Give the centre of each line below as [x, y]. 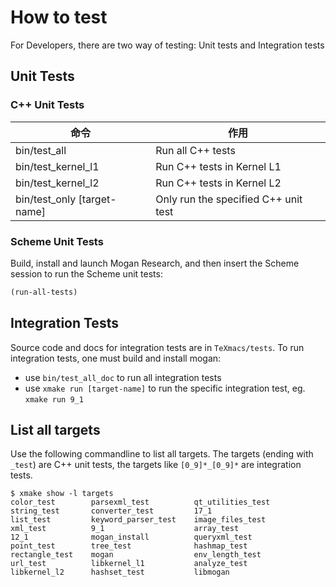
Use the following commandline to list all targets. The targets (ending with [162, 454]
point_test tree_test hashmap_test [129, 546]
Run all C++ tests [195, 150]
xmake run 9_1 [54, 399]
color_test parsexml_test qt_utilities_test [140, 502]
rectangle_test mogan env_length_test [136, 555]
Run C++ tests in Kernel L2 [218, 183]
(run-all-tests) [44, 292]
